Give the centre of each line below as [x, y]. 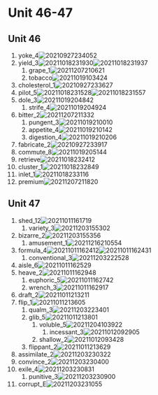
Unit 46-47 [40, 13]
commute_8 [35, 152]
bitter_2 [29, 115]
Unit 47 [24, 204]
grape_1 [39, 70]
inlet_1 [27, 174]
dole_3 [28, 100]
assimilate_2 [36, 354]
